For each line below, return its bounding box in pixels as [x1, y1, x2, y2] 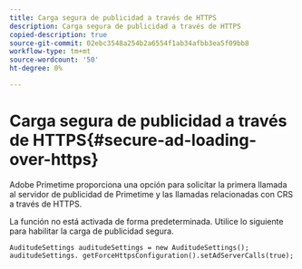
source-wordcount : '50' [9, 55, 100, 64]
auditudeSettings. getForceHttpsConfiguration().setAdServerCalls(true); [9, 251, 295, 260]
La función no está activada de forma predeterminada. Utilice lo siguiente [9, 216, 284, 226]
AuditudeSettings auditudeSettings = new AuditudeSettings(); [9, 243, 249, 252]
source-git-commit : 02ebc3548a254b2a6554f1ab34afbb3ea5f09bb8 [9, 38, 249, 48]
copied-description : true [9, 30, 107, 39]
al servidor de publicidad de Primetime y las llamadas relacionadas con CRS [9, 188, 293, 199]
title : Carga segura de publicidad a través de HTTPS [9, 13, 218, 23]
